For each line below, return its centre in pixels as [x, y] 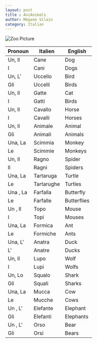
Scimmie [44, 151]
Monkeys [76, 151]
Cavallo [42, 110]
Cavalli [41, 118]
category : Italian [25, 24]
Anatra [41, 242]
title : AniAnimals [26, 15]
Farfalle [43, 201]
